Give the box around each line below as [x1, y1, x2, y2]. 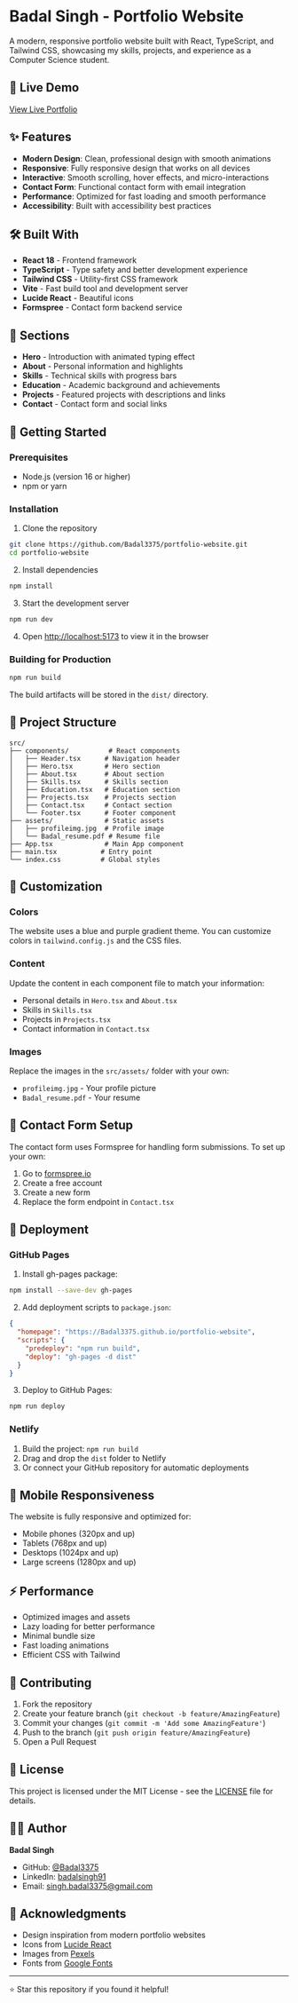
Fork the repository [21, 1698, 93, 1710]
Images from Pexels [21, 1949, 95, 1959]
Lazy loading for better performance [21, 1621, 155, 1632]
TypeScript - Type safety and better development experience [21, 265, 248, 275]
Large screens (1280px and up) [21, 1556, 137, 1568]
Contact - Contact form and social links [21, 399, 168, 409]
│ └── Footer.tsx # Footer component [9, 808, 176, 818]
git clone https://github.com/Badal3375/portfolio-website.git [9, 540, 248, 550]
